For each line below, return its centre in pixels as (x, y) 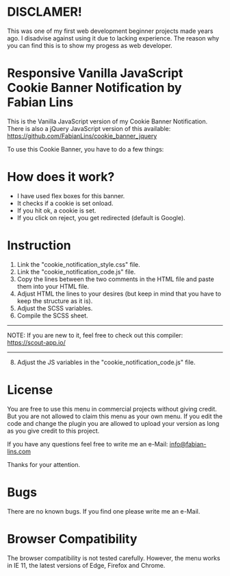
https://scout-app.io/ (37, 342)
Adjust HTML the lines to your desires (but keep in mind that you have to (119, 293)
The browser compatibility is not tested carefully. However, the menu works (114, 558)
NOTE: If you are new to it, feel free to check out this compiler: (95, 335)
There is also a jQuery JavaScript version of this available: (89, 128)
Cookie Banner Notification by (94, 88)
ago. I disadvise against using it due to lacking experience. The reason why (113, 38)
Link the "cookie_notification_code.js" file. (76, 272)
